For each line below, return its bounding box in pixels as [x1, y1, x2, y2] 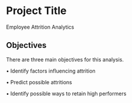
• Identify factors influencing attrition [6, 67, 96, 74]
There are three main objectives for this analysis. [6, 56, 124, 63]
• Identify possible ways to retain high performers [6, 90, 127, 97]
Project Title [6, 4, 67, 18]
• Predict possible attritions [6, 78, 72, 85]
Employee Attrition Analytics [6, 23, 75, 30]
